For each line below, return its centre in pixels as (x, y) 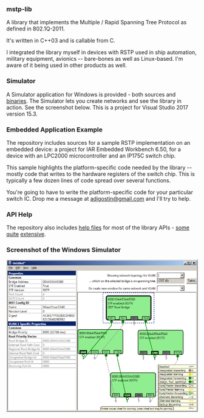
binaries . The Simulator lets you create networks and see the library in (94, 101)
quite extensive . (26, 234)
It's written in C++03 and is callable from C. (61, 41)
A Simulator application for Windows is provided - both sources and (91, 94)
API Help (19, 214)
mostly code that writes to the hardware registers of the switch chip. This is (101, 174)
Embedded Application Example (55, 130)
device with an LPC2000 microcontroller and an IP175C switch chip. (91, 155)
